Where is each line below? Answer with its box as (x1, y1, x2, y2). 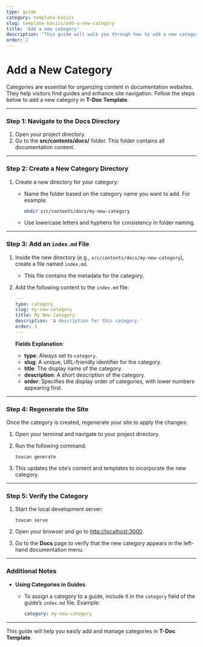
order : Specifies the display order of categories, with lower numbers (24, 377, 195, 385)
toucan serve (14, 517, 48, 523)
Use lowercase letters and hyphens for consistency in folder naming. (24, 219, 195, 226)
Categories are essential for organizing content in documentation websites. (6, 83, 193, 90)
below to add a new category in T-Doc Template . (6, 96, 129, 103)
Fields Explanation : (14, 340, 65, 347)
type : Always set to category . (24, 352, 98, 359)
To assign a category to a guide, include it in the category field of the (24, 592, 195, 600)
